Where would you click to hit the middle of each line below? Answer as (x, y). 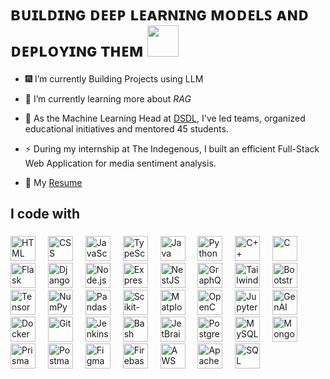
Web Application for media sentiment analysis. (120, 163)
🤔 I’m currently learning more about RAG (108, 98)
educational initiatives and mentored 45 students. (126, 128)
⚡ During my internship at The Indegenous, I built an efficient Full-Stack (172, 148)
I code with (45, 214)
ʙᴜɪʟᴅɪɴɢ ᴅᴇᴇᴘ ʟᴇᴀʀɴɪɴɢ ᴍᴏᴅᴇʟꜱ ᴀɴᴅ (160, 14)
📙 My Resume (53, 182)
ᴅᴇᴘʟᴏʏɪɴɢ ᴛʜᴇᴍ (77, 50)
